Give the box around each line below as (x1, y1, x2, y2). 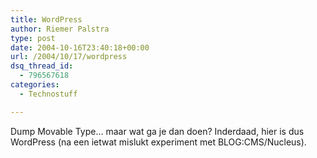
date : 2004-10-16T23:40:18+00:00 (10, 42, 150, 53)
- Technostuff (19, 89, 78, 99)
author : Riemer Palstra (10, 24, 110, 34)
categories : (10, 80, 60, 90)
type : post (10, 33, 56, 43)
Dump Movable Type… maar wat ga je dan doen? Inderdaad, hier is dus (10, 125, 305, 137)
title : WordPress (10, 14, 83, 25)
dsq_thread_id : (10, 61, 74, 71)
